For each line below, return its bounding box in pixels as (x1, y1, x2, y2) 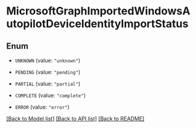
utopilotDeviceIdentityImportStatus (6, 17, 189, 31)
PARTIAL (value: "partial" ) (14, 80, 80, 87)
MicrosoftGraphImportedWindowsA (6, 4, 191, 18)
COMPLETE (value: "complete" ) (14, 92, 86, 99)
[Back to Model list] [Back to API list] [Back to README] (6, 115, 145, 122)
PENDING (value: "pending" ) (14, 69, 80, 76)
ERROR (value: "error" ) (14, 103, 70, 111)
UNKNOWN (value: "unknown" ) (14, 57, 80, 64)
